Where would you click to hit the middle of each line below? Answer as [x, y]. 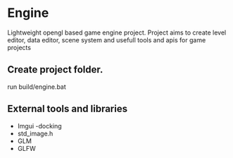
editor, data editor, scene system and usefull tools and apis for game [107, 39]
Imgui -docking [39, 126]
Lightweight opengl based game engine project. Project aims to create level [117, 32]
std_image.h [35, 133]
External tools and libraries [68, 109]
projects [19, 47]
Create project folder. [55, 69]
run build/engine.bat [37, 87]
